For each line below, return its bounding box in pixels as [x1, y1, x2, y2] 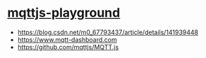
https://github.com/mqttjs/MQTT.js [17, 43, 119, 51]
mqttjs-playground [7, 5, 121, 21]
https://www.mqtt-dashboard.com [17, 35, 118, 43]
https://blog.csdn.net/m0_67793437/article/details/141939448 [17, 28, 199, 36]
